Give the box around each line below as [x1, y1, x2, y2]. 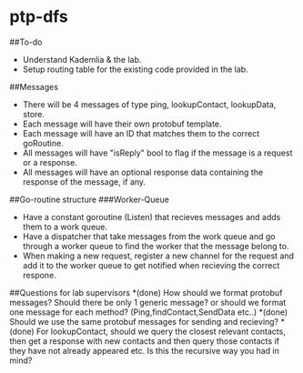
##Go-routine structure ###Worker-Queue [9, 194, 170, 205]
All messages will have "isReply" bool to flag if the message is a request [22, 147, 293, 158]
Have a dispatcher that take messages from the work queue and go [22, 230, 276, 242]
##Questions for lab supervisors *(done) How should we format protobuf [9, 287, 283, 297]
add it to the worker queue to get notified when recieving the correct [22, 259, 280, 270]
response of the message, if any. [22, 176, 146, 187]
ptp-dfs [9, 6, 68, 27]
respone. [22, 269, 56, 280]
